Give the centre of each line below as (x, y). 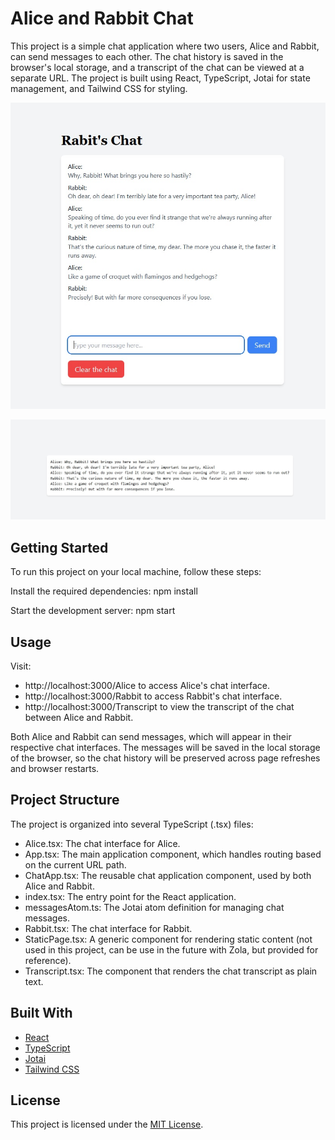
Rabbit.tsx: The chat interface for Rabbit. (108, 928)
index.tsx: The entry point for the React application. (130, 896)
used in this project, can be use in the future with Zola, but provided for (171, 949)
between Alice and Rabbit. (79, 717)
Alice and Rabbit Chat (102, 18)
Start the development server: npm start (93, 611)
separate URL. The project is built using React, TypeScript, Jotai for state (160, 78)
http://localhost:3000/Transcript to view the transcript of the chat (159, 706)
